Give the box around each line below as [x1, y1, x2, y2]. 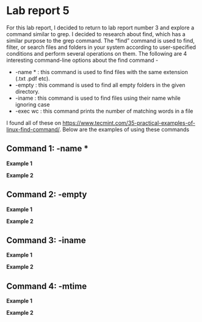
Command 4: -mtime [6, 281, 87, 291]
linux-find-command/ [6, 125, 60, 133]
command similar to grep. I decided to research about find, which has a [6, 30, 186, 37]
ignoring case [15, 100, 50, 108]
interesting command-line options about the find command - [6, 56, 159, 64]
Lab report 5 [6, 4, 70, 18]
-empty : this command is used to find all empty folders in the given [15, 81, 186, 89]
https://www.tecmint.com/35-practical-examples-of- [62, 119, 195, 126]
